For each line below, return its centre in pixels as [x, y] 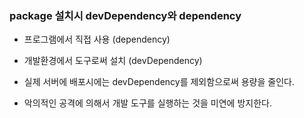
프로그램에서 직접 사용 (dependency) [97, 39]
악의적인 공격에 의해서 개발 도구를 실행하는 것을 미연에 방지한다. [147, 103]
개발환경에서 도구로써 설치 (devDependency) [113, 61]
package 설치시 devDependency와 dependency [125, 15]
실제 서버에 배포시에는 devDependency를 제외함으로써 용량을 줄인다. [159, 82]
